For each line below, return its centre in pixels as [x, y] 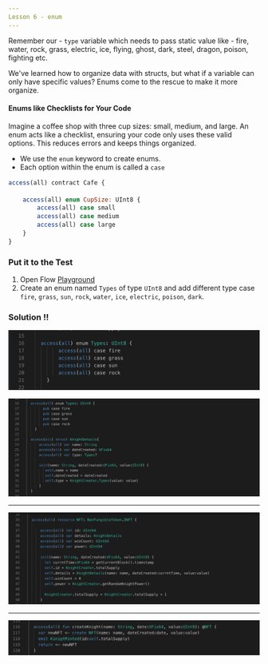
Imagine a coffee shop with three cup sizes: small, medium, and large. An [128, 126]
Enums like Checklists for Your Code [70, 109]
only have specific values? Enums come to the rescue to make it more [123, 82]
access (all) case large [76, 225]
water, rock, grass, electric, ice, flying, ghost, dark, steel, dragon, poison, [128, 49]
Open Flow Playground [57, 280]
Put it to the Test [41, 262]
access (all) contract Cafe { [57, 183]
